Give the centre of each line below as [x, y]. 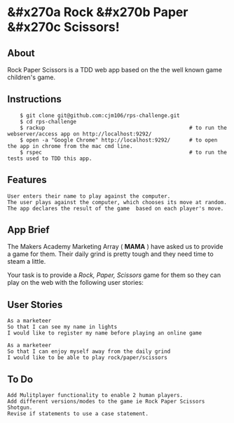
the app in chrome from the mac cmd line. [70, 146]
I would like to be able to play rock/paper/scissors [88, 358]
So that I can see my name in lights [62, 327]
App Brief [29, 230]
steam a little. [27, 262]
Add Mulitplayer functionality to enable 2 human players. [95, 396]
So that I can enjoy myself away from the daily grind [89, 351]
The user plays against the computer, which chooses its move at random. [117, 202]
